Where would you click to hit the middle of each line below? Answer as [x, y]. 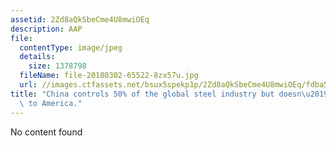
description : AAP [46, 29]
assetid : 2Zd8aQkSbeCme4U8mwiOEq [80, 19]
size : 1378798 [57, 66]
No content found [46, 132]
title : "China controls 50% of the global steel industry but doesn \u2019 [169, 94]
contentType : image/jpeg [71, 47]
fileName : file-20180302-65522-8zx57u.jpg [109, 76]
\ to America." [51, 103]
